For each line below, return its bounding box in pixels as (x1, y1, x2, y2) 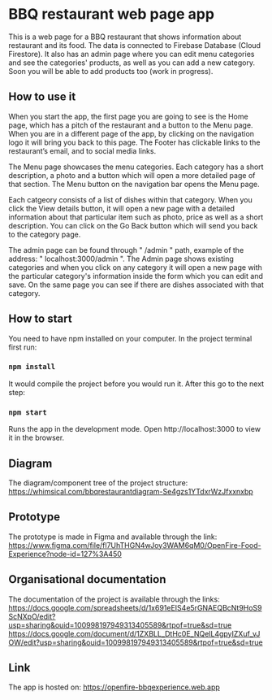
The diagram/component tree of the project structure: (8, 477, 188, 488)
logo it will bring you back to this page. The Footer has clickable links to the (8, 137, 261, 147)
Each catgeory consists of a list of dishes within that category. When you (8, 194, 253, 204)
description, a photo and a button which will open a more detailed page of (8, 170, 256, 180)
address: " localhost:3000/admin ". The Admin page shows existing (8, 254, 234, 263)
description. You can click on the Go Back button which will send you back (8, 220, 258, 230)
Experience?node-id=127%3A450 (8, 549, 122, 559)
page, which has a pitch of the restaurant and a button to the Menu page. (8, 120, 253, 130)
